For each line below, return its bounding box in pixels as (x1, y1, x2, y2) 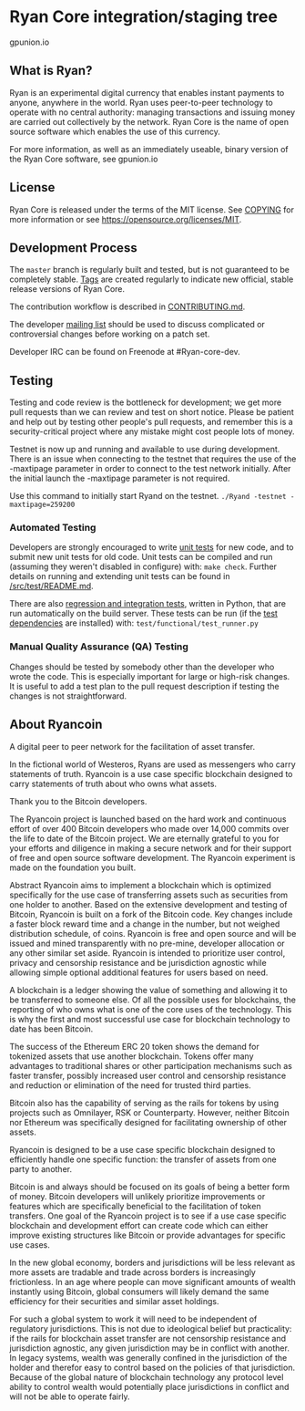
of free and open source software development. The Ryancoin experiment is (9, 852, 296, 863)
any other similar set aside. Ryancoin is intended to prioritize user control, (9, 947, 286, 959)
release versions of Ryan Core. (9, 284, 126, 295)
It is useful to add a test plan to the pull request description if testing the (9, 680, 280, 691)
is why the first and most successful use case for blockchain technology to (9, 1013, 291, 1024)
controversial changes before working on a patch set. (9, 328, 210, 339)
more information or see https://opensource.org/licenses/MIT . (9, 213, 242, 224)
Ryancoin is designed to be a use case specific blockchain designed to (9, 1144, 276, 1155)
